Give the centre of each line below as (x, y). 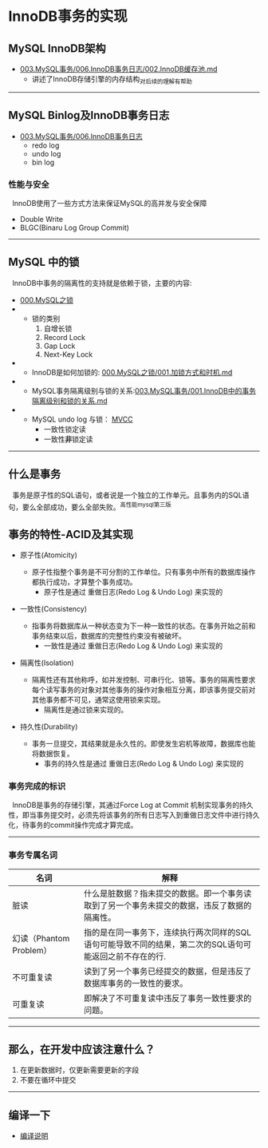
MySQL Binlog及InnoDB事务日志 (89, 115)
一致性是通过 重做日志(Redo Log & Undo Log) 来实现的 (133, 646)
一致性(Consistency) (53, 609)
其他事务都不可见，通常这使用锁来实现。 (98, 700)
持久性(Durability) (49, 726)
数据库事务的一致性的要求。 (136, 983)
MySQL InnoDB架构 (57, 48)
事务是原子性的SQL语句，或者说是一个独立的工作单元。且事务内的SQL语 (130, 495)
